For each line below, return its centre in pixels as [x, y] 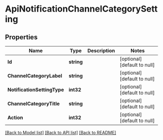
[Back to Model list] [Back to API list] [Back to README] [61, 132]
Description [101, 51]
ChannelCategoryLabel [35, 76]
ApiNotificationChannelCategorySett [81, 9]
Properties [21, 37]
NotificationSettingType [36, 90]
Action [15, 117]
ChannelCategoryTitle [33, 104]
